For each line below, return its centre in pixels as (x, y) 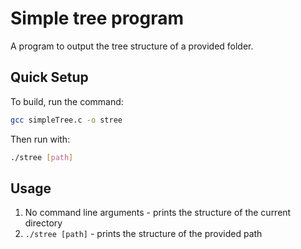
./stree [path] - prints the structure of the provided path (143, 234)
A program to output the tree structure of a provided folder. (132, 46)
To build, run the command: (67, 101)
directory (43, 223)
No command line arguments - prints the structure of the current (158, 213)
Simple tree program (97, 18)
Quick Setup (49, 77)
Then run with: (40, 139)
